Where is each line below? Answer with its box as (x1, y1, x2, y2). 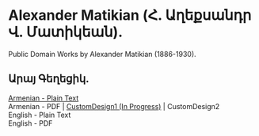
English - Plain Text (8, 110, 71, 119)
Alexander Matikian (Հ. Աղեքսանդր (8, 6, 252, 25)
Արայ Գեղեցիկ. (8, 72, 90, 85)
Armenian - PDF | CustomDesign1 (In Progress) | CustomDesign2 (8, 101, 220, 111)
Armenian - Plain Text (8, 93, 79, 103)
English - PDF (8, 118, 53, 128)
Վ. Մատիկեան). (8, 23, 124, 41)
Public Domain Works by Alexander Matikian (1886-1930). (8, 49, 196, 59)
